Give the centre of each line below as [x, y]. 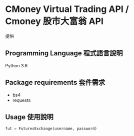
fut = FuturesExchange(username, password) [51, 129]
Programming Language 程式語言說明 [64, 53]
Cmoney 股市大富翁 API [54, 21]
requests [21, 100]
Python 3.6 [16, 65]
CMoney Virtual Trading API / [67, 9]
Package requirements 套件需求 [55, 82]
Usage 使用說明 [29, 117]
